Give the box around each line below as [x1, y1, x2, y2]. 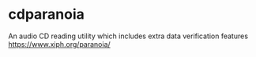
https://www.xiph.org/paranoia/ [8, 39, 111, 48]
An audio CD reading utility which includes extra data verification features [8, 31, 249, 41]
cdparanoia [8, 5, 85, 23]
